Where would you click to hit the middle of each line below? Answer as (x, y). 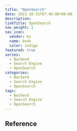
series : (13, 55)
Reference (21, 124)
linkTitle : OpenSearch (28, 23)
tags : (10, 91)
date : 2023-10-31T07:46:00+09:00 (39, 14)
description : (18, 18)
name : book (20, 41)
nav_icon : (15, 32)
